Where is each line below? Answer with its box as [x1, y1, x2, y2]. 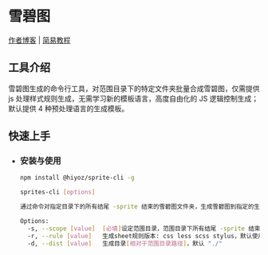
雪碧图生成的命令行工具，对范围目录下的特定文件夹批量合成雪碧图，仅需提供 [8, 83, 260, 93]
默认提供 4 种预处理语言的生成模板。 [8, 103, 129, 113]
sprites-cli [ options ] [19, 189, 96, 197]
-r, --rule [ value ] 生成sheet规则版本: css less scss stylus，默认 [27, 232, 253, 240]
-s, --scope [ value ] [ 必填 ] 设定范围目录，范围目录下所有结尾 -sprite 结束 [27, 225, 261, 233]
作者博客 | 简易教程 [8, 35, 71, 45]
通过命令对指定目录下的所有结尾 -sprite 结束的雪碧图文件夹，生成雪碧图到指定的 [19, 203, 254, 211]
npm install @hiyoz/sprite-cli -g [19, 173, 135, 182]
